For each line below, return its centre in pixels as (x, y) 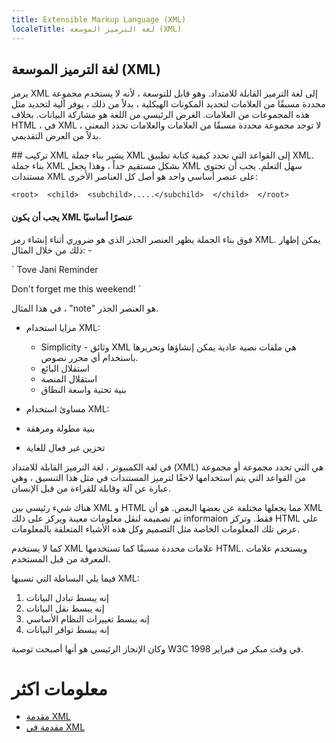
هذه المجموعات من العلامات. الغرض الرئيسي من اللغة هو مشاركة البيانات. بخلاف (160, 115)
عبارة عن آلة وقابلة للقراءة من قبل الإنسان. (91, 488)
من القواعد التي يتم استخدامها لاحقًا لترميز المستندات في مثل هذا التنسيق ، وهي (159, 477)
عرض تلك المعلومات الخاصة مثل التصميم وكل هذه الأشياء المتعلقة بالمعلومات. (156, 528)
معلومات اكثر (59, 688)
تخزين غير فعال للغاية (65, 447)
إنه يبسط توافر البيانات (67, 629)
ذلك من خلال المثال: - (52, 250)
